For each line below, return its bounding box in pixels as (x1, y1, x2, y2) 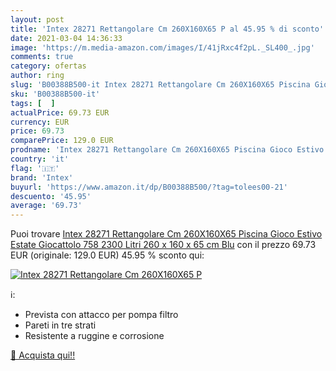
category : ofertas (10, 61, 87, 71)
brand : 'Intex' (10, 172, 74, 183)
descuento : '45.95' (10, 191, 92, 201)
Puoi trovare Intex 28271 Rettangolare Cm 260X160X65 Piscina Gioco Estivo (10, 228, 323, 240)
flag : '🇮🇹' (10, 163, 60, 173)
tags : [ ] (10, 98, 56, 108)
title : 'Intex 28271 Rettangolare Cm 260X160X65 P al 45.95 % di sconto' (10, 24, 325, 34)
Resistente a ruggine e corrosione (24, 330, 165, 342)
